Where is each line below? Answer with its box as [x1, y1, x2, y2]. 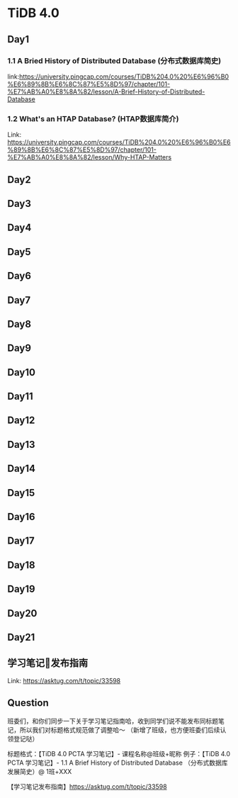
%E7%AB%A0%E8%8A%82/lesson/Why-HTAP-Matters [7, 153, 172, 162]
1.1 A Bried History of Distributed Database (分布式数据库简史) [7, 55, 222, 65]
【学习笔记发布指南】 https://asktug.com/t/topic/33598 [7, 782, 168, 791]
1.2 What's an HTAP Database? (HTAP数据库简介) [7, 113, 179, 123]
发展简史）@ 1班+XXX [7, 767, 72, 775]
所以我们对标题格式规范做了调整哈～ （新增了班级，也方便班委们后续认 [19, 725, 227, 734]
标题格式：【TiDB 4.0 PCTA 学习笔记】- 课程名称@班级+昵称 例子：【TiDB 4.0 [7, 749, 231, 758]
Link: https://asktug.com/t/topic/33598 [7, 676, 121, 685]
